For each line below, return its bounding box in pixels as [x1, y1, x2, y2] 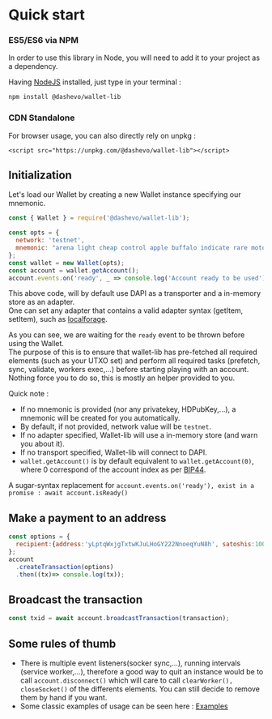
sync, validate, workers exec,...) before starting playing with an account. [8, 365, 249, 374]
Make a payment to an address [8, 511, 167, 524]
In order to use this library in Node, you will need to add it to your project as [8, 53, 261, 62]
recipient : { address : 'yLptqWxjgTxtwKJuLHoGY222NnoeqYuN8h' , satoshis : [15, 541, 255, 549]
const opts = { [8, 229, 60, 237]
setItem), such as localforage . [8, 315, 108, 324]
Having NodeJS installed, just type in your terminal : [8, 77, 182, 87]
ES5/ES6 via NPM [8, 35, 79, 46]
